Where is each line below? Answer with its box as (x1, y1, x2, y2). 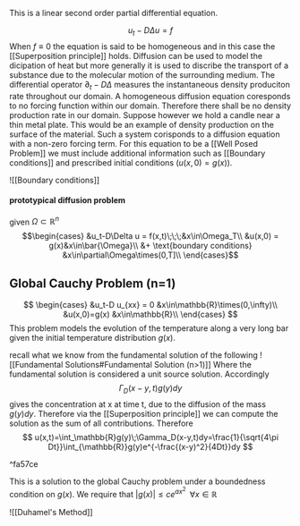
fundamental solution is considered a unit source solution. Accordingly (9, 369, 270, 379)
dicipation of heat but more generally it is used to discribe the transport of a (9, 60, 289, 71)
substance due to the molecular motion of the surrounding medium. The (9, 69, 276, 80)
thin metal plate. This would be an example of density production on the (9, 119, 275, 130)
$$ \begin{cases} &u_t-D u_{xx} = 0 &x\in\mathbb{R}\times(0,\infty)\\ (23, 300, 278, 310)
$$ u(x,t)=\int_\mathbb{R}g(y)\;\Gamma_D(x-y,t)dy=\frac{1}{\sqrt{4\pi (21, 432, 279, 443)
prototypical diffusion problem (9, 195, 126, 206)
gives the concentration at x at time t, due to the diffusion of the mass (9, 399, 267, 410)
